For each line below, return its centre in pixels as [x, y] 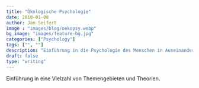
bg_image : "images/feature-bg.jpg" [50, 34]
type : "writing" [26, 61]
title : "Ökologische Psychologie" [49, 12]
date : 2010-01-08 [28, 17]
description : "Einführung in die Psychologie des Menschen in [84, 51]
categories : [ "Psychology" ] [41, 39]
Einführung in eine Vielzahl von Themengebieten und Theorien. [83, 78]
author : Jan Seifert [32, 23]
